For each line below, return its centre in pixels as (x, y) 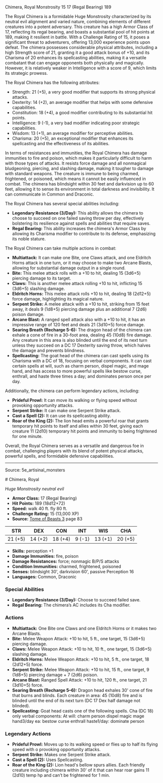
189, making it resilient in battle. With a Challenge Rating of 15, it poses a (77, 37)
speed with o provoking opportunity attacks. (56, 749)
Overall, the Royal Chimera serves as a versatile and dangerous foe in (74, 446)
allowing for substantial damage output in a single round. (69, 268)
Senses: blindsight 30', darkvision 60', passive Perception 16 (73, 572)
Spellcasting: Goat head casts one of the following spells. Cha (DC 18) (83, 711)
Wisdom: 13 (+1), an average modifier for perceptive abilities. (73, 133)
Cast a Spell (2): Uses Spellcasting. (48, 760)
